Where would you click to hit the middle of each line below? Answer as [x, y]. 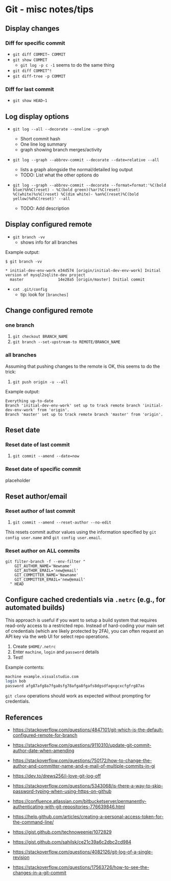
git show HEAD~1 [30, 101]
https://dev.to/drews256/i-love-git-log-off [57, 776]
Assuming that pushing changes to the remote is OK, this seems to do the [83, 366]
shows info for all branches [49, 242]
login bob [16, 681]
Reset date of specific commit [43, 469]
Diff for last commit [30, 89]
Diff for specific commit [35, 43]
